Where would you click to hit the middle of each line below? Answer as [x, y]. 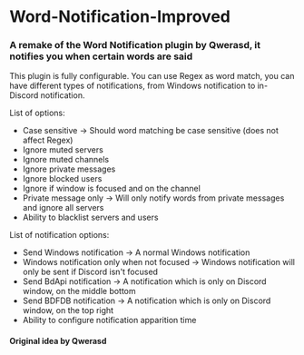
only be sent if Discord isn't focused [90, 272]
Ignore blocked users [62, 179]
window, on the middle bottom [79, 291]
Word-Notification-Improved [120, 17]
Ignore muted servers [63, 150]
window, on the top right [68, 311]
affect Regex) [48, 140]
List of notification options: [59, 235]
